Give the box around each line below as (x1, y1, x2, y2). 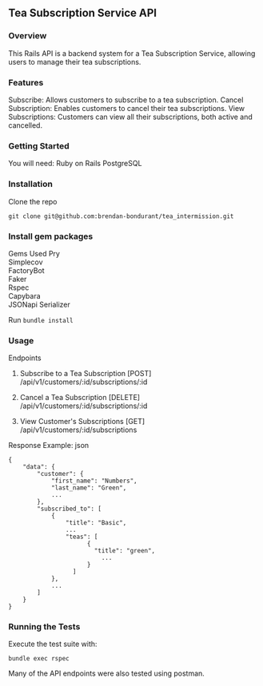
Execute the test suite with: (8, 639, 98, 649)
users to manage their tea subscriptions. (8, 57, 141, 66)
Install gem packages (8, 231, 94, 242)
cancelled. (8, 120, 42, 130)
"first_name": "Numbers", (50, 477, 137, 486)
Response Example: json (8, 441, 90, 450)
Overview (8, 30, 47, 42)
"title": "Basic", (65, 519, 127, 527)
